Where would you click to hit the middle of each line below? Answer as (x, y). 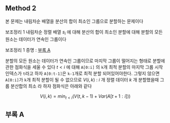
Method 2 (21, 8)
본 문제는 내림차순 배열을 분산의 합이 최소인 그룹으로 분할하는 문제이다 (74, 21)
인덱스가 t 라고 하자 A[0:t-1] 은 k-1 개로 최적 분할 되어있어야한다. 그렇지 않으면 (82, 73)
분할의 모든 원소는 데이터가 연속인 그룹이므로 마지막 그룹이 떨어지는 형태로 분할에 (85, 61)
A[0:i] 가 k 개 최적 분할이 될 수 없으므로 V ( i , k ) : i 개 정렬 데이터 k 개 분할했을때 (82, 79)
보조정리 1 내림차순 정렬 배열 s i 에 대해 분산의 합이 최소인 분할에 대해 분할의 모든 (84, 32)
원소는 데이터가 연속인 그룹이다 (36, 39)
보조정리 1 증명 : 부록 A (28, 50)
